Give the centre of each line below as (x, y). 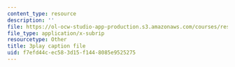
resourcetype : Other (37, 40)
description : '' (31, 20)
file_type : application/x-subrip (56, 33)
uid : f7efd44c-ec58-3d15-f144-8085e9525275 (72, 53)
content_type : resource (42, 14)
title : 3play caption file (47, 46)
